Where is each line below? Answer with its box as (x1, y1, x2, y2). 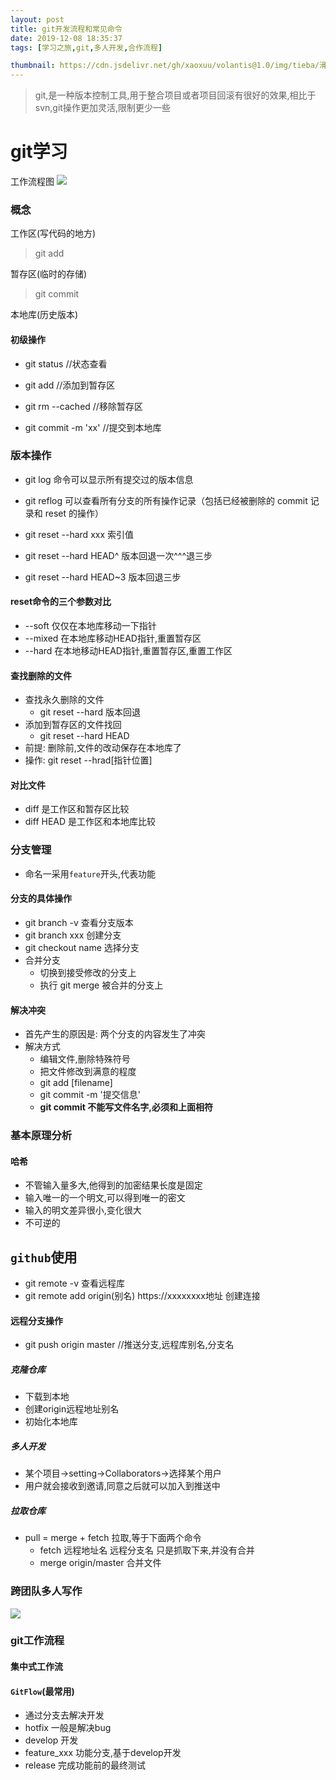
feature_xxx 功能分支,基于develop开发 (24, 1747, 182, 1759)
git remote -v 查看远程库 (24, 1277, 125, 1290)
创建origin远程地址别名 (24, 1403, 120, 1415)
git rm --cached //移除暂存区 (24, 400, 143, 412)
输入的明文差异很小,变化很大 (24, 1204, 142, 1216)
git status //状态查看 (24, 357, 108, 370)
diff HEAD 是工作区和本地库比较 (24, 816, 157, 828)
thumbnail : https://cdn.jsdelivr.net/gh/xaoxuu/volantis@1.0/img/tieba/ (10, 61, 320, 71)
